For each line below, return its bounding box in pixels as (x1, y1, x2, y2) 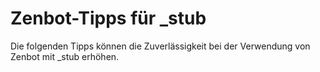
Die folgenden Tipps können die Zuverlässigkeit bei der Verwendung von (10, 40, 311, 52)
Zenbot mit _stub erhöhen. (10, 50, 120, 62)
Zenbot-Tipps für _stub (10, 7, 207, 30)
